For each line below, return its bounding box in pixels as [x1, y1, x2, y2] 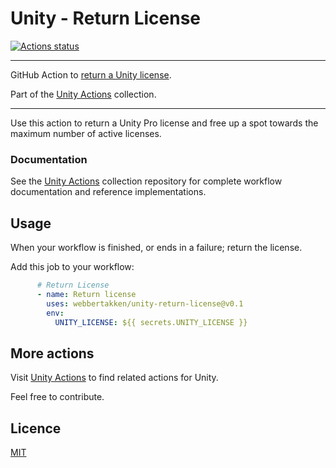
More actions [10, 345, 95, 362]
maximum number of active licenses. [10, 127, 162, 139]
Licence [10, 420, 62, 437]
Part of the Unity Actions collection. [10, 88, 157, 100]
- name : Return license [36, 289, 137, 299]
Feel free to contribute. [10, 391, 105, 403]
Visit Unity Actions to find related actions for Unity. [10, 372, 219, 384]
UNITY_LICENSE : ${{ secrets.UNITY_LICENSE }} [54, 317, 248, 327]
